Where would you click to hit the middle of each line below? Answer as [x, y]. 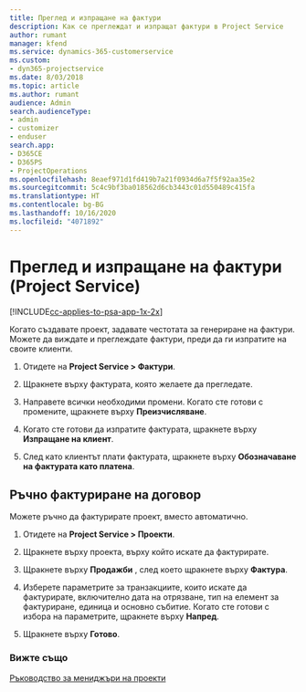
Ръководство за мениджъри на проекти [88, 677]
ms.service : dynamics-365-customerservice [91, 52]
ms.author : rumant [44, 94]
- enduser [28, 137]
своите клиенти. [41, 349]
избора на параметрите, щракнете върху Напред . [121, 616]
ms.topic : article [44, 86]
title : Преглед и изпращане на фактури [85, 18]
